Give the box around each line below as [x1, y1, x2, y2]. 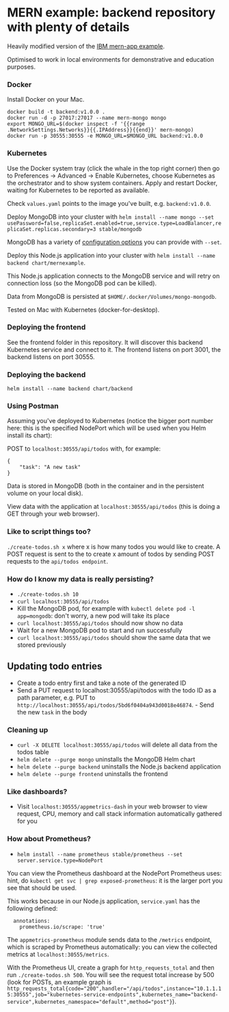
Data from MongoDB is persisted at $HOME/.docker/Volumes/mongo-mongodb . [7, 292, 217, 300]
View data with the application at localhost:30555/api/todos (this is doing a [7, 503, 220, 511]
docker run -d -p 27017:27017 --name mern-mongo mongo [7, 115, 167, 121]
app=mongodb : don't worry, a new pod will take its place [16, 612, 170, 620]
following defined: [7, 904, 58, 913]
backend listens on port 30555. [7, 352, 95, 361]
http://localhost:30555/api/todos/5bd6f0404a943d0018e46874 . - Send [16, 701, 215, 709]
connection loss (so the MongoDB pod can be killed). [7, 279, 157, 287]
